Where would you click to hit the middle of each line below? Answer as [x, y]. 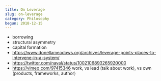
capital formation [29, 47]
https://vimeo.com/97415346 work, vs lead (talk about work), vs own [82, 68]
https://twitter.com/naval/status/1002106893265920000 [69, 63]
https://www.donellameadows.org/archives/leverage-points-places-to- [84, 53]
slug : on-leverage [24, 14]
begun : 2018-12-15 [24, 23]
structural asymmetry [34, 42]
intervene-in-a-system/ [36, 58]
